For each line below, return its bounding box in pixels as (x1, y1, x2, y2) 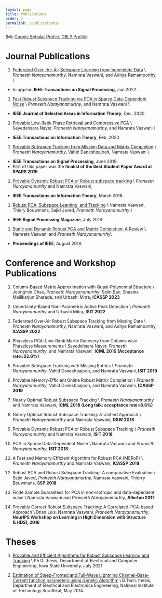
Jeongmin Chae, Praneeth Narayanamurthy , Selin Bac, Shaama (12, 289, 139, 295)
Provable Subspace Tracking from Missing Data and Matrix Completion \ (12, 144, 156, 150)
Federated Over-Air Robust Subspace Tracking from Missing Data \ (12, 318, 146, 324)
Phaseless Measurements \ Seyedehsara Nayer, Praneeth (12, 343, 127, 349)
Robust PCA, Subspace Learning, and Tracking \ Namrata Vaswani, (12, 202, 146, 208)
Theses (5, 536, 36, 548)
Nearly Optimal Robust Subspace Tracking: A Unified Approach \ (12, 412, 141, 418)
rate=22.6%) (12, 354, 39, 359)
